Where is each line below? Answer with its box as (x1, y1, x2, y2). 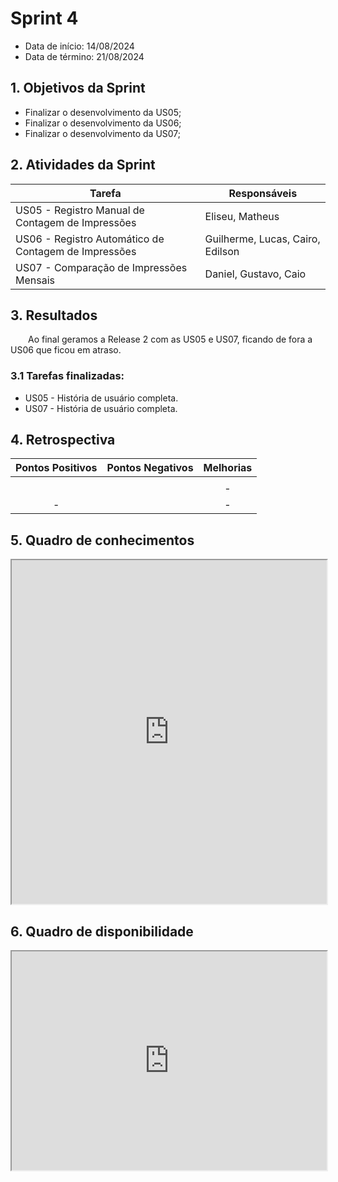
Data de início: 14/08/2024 (24, 40, 135, 52)
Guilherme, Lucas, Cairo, (204, 232, 321, 246)
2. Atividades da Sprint (10, 157, 156, 174)
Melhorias (203, 461, 253, 475)
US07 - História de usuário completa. (24, 402, 178, 414)
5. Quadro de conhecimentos (10, 532, 195, 549)
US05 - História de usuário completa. (24, 392, 179, 404)
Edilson (204, 244, 240, 258)
